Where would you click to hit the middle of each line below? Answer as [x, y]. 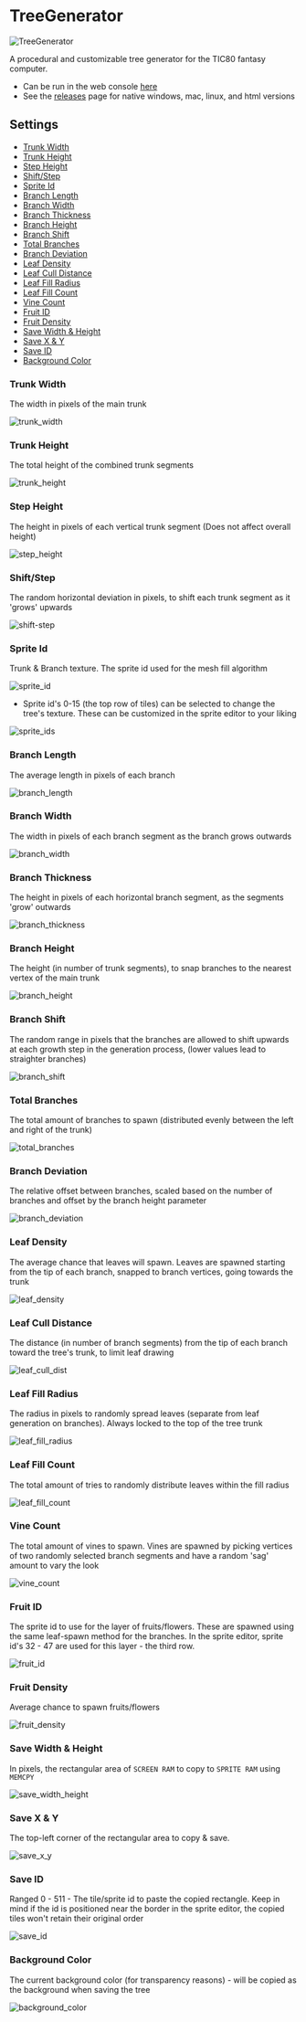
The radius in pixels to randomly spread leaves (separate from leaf [135, 1413]
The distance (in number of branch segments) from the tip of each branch [148, 1342]
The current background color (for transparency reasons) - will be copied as [153, 1980]
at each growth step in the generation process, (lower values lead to [138, 1049]
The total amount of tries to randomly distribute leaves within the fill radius [149, 1485]
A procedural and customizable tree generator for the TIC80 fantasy [138, 58]
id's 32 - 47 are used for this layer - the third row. [102, 1646]
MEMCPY [22, 1777]
